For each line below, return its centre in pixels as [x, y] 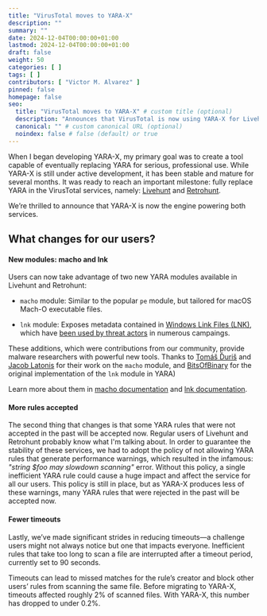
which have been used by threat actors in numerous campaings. [125, 333]
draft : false [30, 52]
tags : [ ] [25, 75]
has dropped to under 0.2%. [54, 603]
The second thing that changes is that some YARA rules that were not [122, 425]
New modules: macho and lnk [58, 259]
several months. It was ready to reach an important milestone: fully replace [131, 182]
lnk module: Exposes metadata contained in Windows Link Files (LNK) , [135, 325]
